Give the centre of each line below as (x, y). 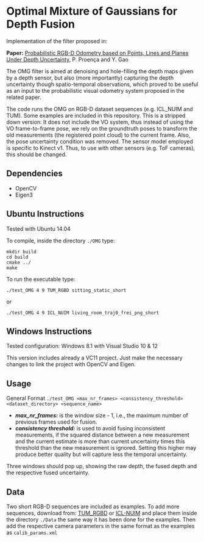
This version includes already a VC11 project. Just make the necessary (94, 358)
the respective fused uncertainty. (48, 473)
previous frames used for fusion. (56, 422)
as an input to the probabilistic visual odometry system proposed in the (95, 90)
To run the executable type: (41, 279)
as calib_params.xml (32, 533)
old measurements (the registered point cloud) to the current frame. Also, (98, 135)
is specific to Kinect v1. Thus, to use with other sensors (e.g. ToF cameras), (101, 148)
